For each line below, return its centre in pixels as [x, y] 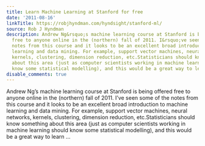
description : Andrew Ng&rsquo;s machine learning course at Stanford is [101, 35]
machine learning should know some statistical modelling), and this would [99, 130]
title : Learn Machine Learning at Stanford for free [75, 12]
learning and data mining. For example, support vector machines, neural [97, 111]
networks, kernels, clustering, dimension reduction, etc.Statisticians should [101, 117]
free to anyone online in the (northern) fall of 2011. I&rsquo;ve [99, 40]
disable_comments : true [37, 74]
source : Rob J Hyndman [35, 29]
